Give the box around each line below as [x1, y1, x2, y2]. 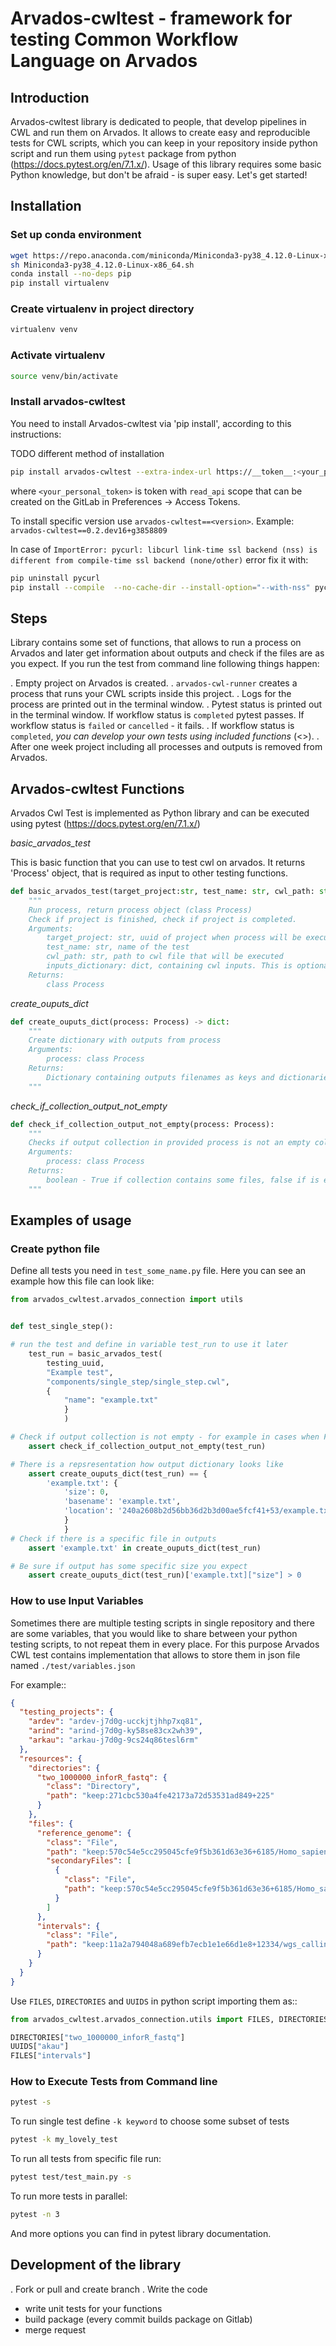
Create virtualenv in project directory [10, 302, 195, 316]
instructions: [10, 428, 62, 440]
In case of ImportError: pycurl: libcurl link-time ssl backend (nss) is [10, 543, 318, 555]
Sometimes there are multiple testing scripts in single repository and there [10, 1617, 315, 1629]
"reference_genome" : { [36, 1828, 132, 1838]
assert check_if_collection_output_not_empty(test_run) [28, 1441, 267, 1451]
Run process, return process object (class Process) [28, 905, 253, 915]
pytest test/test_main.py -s [10, 2172, 132, 2182]
